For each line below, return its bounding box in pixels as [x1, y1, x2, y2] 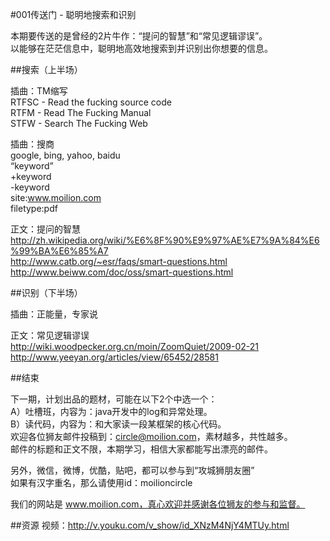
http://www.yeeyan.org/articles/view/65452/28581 [10, 351, 219, 363]
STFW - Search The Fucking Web [10, 118, 148, 129]
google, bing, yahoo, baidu [10, 149, 121, 161]
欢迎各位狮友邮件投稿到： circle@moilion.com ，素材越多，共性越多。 [10, 431, 293, 442]
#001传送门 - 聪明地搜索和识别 [10, 9, 137, 20]
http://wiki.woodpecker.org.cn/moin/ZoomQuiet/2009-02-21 [10, 341, 259, 352]
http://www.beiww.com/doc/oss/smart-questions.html [10, 266, 234, 278]
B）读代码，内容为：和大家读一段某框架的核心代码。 [10, 418, 227, 430]
